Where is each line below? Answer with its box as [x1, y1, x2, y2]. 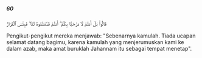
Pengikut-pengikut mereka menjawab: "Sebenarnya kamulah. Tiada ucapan [6, 32, 196, 39]
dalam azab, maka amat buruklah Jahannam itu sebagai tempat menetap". [6, 45, 192, 52]
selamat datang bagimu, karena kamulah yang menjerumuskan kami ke [6, 38, 184, 45]
